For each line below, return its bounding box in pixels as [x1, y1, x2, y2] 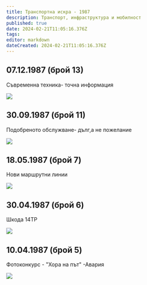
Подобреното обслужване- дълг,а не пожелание [6, 126, 132, 133]
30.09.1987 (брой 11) [6, 110, 86, 120]
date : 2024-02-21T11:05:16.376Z [6, 25, 87, 32]
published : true [6, 20, 47, 26]
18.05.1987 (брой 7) [6, 155, 82, 165]
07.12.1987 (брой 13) [6, 65, 84, 76]
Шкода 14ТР [6, 216, 38, 223]
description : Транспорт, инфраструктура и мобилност [6, 15, 142, 21]
